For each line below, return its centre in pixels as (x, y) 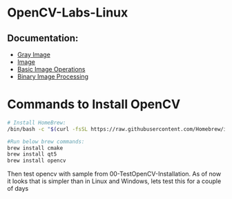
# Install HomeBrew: (37, 123)
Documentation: (43, 38)
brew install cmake (35, 148)
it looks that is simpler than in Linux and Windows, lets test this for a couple (114, 181)
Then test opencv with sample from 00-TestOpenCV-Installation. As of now (114, 174)
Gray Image (33, 54)
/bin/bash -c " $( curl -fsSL (48, 129)
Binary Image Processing (52, 76)
